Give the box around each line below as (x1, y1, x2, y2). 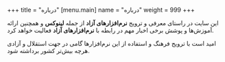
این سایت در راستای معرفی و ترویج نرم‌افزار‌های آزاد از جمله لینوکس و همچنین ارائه (7, 19, 219, 27)
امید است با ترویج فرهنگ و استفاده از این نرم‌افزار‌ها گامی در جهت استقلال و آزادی (7, 40, 216, 47)
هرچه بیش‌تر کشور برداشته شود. (7, 47, 91, 55)
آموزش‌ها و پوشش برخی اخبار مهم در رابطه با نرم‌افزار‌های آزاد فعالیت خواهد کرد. (7, 27, 214, 34)
